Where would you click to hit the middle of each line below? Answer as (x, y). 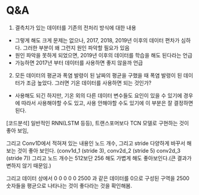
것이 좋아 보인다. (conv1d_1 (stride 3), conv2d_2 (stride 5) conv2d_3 (99, 150)
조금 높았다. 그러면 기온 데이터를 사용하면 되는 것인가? (89, 83)
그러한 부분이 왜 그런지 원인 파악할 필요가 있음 (76, 48)
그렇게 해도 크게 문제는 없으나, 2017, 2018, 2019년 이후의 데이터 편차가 (97, 40)
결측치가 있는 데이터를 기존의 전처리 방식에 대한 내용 (75, 27)
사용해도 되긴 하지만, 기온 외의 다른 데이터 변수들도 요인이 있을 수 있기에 (98, 95)
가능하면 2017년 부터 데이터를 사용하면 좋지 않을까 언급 (79, 63)
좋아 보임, (17, 130)
